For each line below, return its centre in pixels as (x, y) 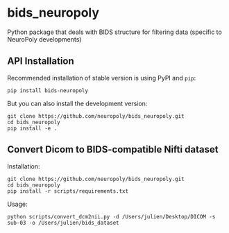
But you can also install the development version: (77, 103)
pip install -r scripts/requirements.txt (68, 191)
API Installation (41, 61)
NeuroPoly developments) (44, 39)
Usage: (17, 204)
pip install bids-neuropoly (48, 90)
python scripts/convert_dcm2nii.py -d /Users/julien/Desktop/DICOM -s (111, 216)
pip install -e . (32, 128)
